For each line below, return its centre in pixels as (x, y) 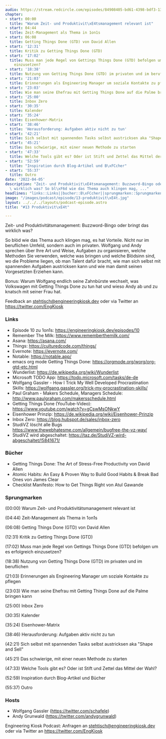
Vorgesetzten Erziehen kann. (35, 272)
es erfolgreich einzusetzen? (33, 552)
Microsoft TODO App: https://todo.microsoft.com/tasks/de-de (75, 377)
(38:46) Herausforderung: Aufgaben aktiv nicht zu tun (60, 634)
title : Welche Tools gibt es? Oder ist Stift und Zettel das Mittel (82, 156)
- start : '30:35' (23, 106)
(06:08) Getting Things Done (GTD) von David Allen (58, 527)
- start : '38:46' (23, 124)
